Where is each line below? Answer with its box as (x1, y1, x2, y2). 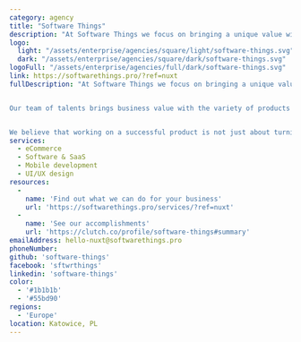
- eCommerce (17, 144, 63, 153)
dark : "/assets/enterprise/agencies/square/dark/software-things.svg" (17, 55, 287, 64)
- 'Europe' (17, 311, 58, 320)
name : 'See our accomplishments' (25, 219, 150, 228)
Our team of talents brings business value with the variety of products (9, 104, 291, 113)
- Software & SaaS (17, 153, 87, 162)
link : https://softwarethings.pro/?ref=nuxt (9, 72, 178, 81)
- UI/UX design (17, 169, 74, 178)
